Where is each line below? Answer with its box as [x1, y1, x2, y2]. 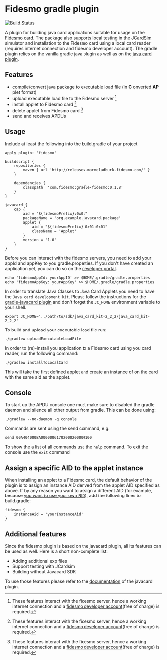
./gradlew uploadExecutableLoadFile [5, 336, 81, 341]
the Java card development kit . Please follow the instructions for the [5, 293, 146, 300]
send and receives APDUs [12, 113, 66, 119]
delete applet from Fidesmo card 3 [12, 107, 83, 113]
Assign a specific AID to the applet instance [5, 464, 143, 472]
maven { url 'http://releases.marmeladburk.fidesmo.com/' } [23, 167, 150, 172]
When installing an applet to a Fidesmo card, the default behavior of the [5, 477, 152, 483]
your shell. [5, 304, 27, 310]
